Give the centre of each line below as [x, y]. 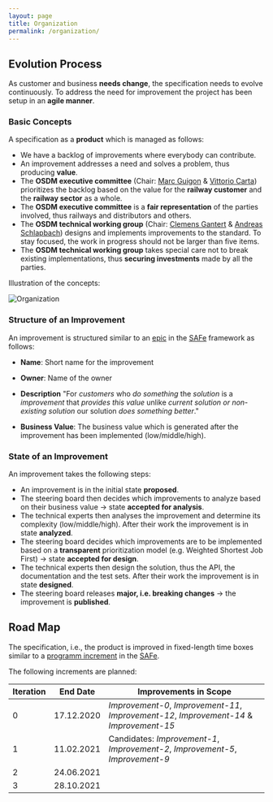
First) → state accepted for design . [80, 559]
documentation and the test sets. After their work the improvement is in [139, 576]
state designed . [47, 585]
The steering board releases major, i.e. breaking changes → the [128, 593]
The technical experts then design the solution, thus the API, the [128, 568]
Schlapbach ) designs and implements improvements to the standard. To [141, 233]
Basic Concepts [40, 122]
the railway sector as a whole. [71, 198]
